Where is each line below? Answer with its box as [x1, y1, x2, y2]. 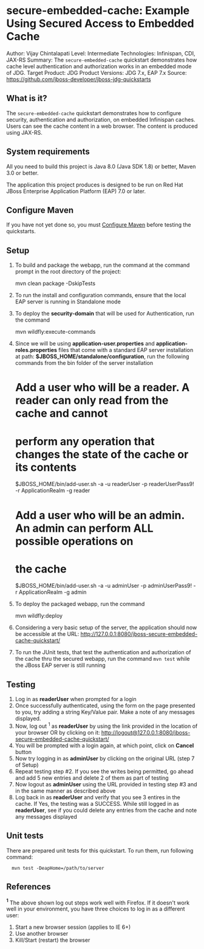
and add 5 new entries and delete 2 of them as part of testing [15, 774, 169, 781]
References [6, 881, 51, 892]
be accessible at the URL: [15, 630, 80, 638]
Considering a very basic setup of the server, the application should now [15, 624, 197, 631]
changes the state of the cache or [15, 447, 189, 461]
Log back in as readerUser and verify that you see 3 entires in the [15, 793, 180, 801]
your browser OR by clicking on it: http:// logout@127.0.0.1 [15, 729, 158, 736]
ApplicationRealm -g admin [19, 588, 87, 596]
